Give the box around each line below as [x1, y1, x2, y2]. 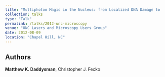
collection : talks [5, 12, 43, 17]
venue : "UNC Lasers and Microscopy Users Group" [5, 26, 107, 31]
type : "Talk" [5, 16, 32, 21]
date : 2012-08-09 [5, 30, 41, 35]
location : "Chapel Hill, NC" [5, 35, 65, 40]
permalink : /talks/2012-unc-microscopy [5, 21, 87, 26]
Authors [5, 53, 31, 62]
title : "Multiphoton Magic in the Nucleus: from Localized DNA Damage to [5, 7, 161, 12]
